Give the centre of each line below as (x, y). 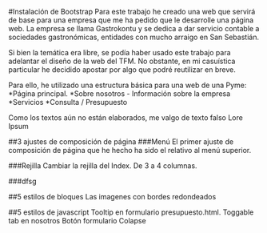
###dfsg (23, 181)
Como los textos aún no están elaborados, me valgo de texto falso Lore (126, 118)
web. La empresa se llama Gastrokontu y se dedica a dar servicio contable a (134, 28)
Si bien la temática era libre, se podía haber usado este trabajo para (120, 52)
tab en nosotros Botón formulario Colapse (77, 221)
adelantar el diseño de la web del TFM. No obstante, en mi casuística (122, 61)
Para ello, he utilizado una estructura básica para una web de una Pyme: (128, 85)
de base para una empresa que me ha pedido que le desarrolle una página (131, 20)
